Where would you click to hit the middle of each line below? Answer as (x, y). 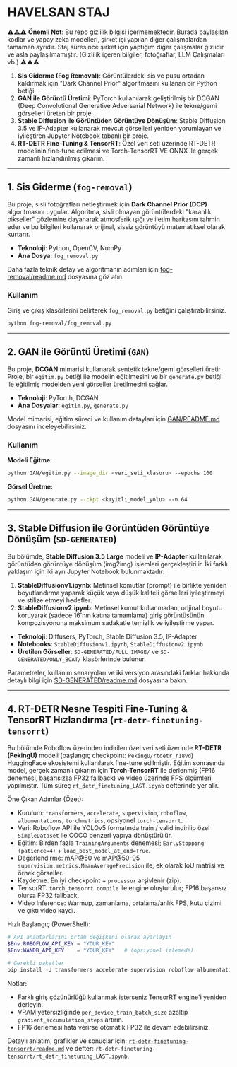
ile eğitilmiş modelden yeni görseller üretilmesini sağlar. (87, 384)
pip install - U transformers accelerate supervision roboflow (101, 969)
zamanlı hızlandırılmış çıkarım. (61, 158)
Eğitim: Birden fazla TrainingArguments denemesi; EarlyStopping (111, 843)
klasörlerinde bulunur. (114, 659)
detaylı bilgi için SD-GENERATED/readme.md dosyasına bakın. (98, 680)
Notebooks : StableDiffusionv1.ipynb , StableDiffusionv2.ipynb (110, 643)
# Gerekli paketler (36, 963)
